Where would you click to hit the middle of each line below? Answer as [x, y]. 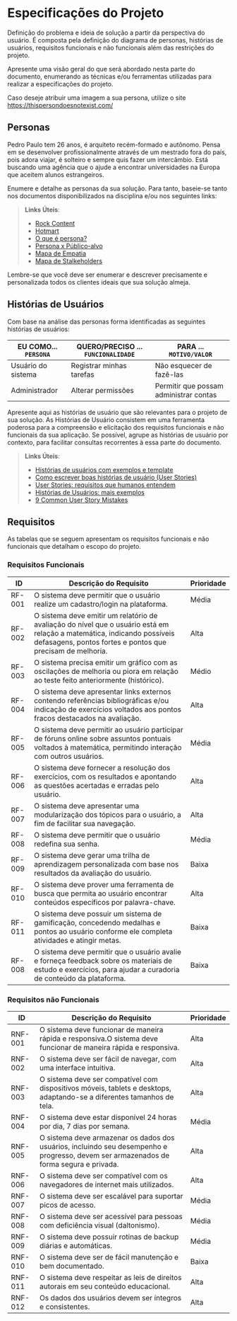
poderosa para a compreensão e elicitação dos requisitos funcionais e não [116, 427]
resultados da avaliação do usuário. [93, 873]
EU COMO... [37, 346]
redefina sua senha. [67, 844]
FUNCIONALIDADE [110, 354]
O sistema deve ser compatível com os [104, 1175]
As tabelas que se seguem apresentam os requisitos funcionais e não [108, 539]
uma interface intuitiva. [78, 1068]
